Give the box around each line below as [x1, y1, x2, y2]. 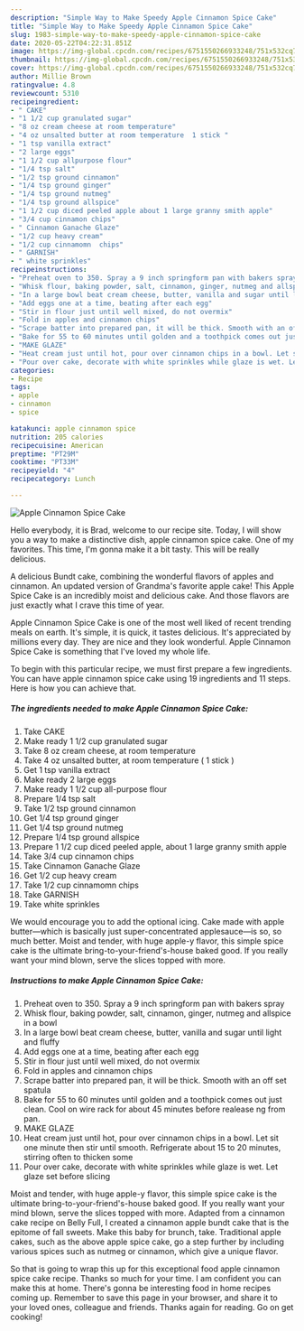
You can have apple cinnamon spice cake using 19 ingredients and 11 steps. [10, 673, 291, 684]
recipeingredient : [10, 97, 79, 107]
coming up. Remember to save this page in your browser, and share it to [10, 1292, 278, 1303]
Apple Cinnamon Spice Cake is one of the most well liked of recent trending [10, 617, 291, 628]
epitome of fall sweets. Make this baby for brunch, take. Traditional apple [10, 1226, 282, 1237]
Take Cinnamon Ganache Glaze [23, 860, 141, 871]
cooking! [10, 1311, 43, 1322]
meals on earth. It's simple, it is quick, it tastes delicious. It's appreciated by [10, 627, 291, 638]
